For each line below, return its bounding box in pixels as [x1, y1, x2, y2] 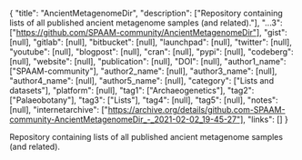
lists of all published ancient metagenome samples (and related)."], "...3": [9, 17, 283, 28]
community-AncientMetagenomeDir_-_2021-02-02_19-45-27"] [9, 114, 244, 125]
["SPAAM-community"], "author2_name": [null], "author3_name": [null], [9, 65, 277, 76]
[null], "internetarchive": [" [9, 105, 109, 115]
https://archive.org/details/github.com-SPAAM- [107, 105, 286, 115]
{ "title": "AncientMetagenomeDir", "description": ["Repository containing [9, 8, 284, 18]
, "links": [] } [242, 114, 289, 125]
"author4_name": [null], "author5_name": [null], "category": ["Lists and [9, 75, 275, 85]
